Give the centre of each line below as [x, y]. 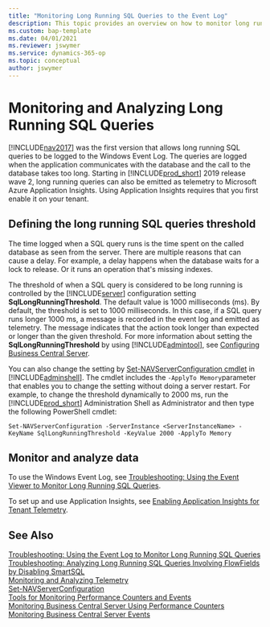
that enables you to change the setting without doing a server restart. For [129, 386]
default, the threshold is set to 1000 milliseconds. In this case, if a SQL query [135, 310]
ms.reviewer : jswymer [45, 46]
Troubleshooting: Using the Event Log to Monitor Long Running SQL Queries [135, 555]
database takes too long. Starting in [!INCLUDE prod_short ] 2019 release [127, 173]
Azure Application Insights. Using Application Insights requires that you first [133, 190]
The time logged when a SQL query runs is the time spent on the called [126, 243]
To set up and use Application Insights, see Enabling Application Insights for [134, 501]
